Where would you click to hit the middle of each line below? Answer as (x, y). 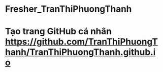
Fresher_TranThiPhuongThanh (68, 9)
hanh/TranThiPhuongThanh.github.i (81, 52)
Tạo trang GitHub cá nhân (58, 32)
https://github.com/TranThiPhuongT (81, 42)
